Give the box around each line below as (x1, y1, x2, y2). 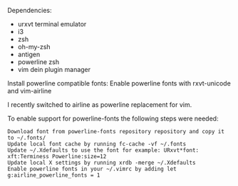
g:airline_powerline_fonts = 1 (7, 172, 100, 179)
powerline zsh (17, 58, 59, 66)
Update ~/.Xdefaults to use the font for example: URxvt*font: (7, 147, 200, 154)
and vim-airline (7, 87, 52, 95)
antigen (17, 50, 41, 58)
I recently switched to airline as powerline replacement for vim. (7, 100, 192, 109)
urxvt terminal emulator (17, 20, 87, 28)
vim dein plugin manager (17, 66, 91, 73)
